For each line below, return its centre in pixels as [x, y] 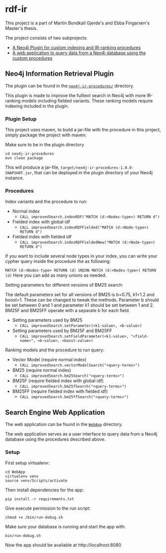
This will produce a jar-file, [32, 167]
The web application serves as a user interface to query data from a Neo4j [81, 434]
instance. [15, 178]
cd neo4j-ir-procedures [30, 154]
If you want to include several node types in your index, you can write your [81, 256]
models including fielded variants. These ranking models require [87, 101]
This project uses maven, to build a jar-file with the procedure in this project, [83, 130]
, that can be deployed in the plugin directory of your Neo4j [92, 173]
